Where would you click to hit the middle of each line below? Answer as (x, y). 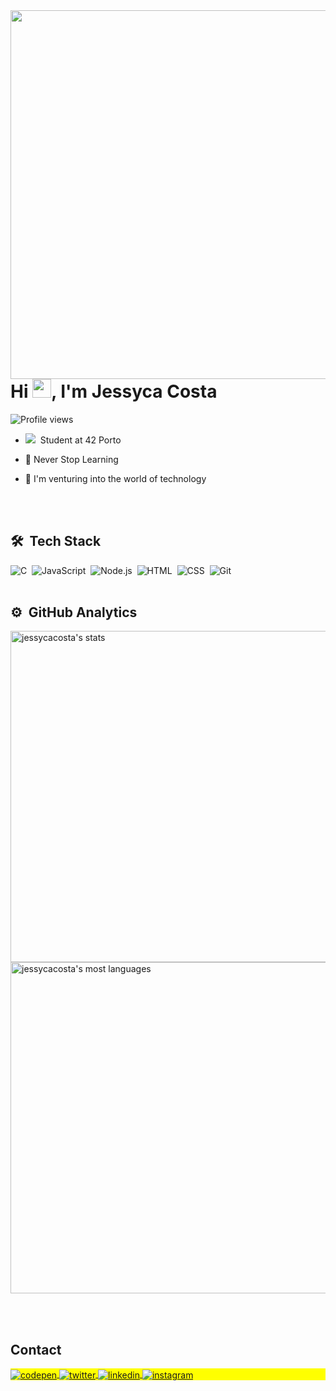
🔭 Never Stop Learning (71, 459)
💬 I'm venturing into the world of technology (115, 478)
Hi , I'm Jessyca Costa (114, 391)
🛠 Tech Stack (56, 541)
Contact (36, 1349)
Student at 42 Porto (80, 440)
